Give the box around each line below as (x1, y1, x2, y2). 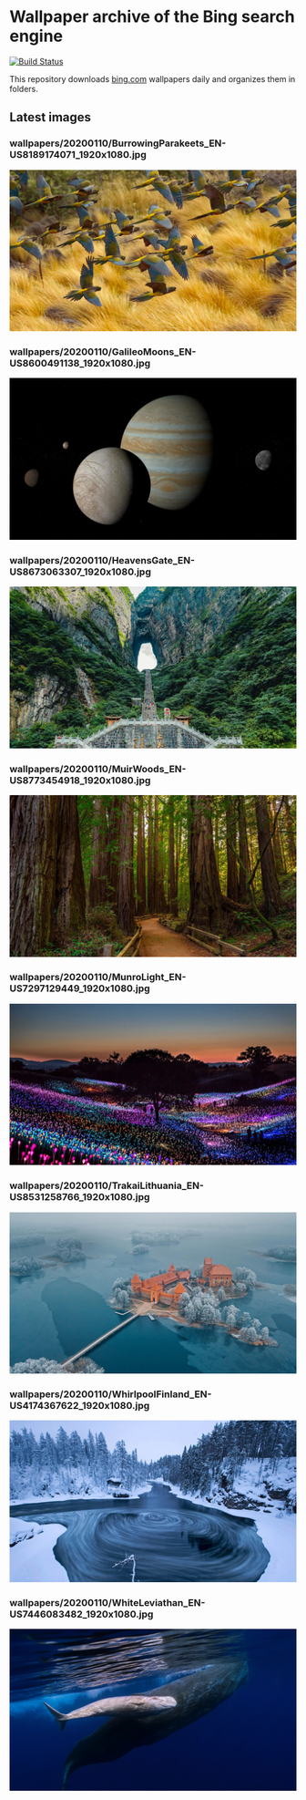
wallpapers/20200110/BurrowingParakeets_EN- (9, 137, 227, 150)
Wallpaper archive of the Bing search (9, 6, 295, 27)
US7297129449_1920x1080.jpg (9, 982, 150, 995)
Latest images (9, 109, 92, 125)
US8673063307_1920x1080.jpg (9, 565, 152, 578)
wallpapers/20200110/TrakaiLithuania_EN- (9, 1179, 205, 1192)
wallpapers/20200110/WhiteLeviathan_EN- (9, 1596, 206, 1609)
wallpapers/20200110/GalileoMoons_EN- (9, 346, 197, 358)
